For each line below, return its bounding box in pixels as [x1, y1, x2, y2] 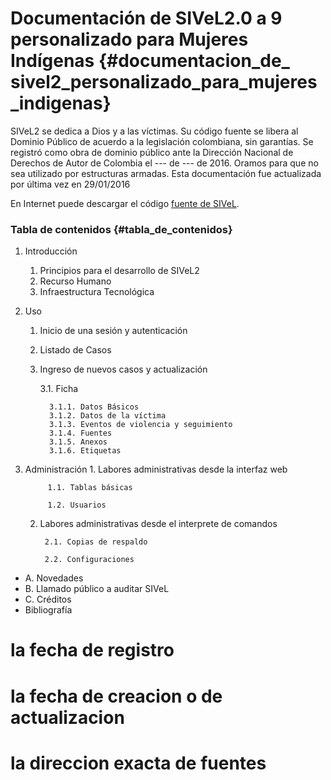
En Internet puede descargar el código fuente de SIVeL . [10, 197, 240, 209]
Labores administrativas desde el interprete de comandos [39, 518, 278, 530]
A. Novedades [24, 572, 84, 584]
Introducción [24, 245, 78, 257]
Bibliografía [24, 604, 73, 616]
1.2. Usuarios [47, 500, 107, 511]
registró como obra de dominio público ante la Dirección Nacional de [10, 146, 294, 158]
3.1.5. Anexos [48, 437, 108, 447]
